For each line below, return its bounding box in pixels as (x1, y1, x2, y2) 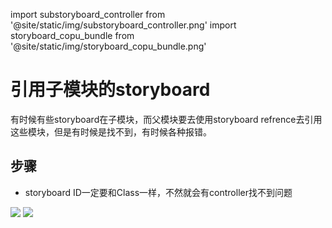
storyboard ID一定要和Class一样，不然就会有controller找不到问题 (24, 186, 293, 198)
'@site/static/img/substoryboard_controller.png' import (10, 19, 237, 31)
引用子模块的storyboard (10, 79, 211, 101)
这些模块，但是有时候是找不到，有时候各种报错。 (10, 125, 212, 138)
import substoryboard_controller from (10, 9, 166, 20)
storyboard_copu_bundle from (10, 30, 135, 41)
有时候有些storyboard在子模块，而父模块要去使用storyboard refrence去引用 (10, 113, 323, 125)
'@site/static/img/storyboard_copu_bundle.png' (10, 40, 207, 52)
